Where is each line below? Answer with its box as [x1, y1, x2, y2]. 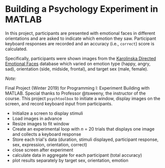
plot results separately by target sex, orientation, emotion [12, 157, 129, 163]
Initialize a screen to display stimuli [12, 110, 83, 116]
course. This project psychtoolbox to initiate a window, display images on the [5, 95, 161, 101]
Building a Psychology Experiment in [5, 3, 159, 15]
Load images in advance [12, 115, 63, 121]
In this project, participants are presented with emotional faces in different [5, 30, 156, 36]
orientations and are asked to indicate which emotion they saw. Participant [5, 35, 156, 41]
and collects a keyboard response [12, 131, 81, 137]
